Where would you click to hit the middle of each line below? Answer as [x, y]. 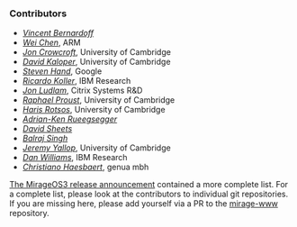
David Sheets [47, 129]
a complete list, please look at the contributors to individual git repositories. [149, 194]
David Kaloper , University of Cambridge [96, 62]
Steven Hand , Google [62, 71]
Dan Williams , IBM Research [75, 158]
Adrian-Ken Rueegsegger [70, 119]
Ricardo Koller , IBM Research [76, 81]
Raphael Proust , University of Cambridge [99, 100]
